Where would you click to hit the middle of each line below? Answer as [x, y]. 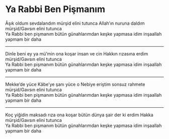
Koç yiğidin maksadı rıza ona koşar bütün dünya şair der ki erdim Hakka [79, 115]
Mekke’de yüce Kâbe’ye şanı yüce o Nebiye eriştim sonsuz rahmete [75, 84]
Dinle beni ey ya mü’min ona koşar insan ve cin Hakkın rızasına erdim [77, 53]
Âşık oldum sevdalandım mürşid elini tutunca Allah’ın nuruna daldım [75, 23]
